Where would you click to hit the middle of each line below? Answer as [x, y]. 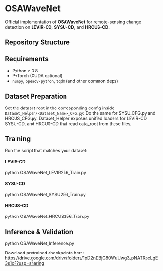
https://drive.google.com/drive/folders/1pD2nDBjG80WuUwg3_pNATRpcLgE [81, 258]
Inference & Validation [39, 232]
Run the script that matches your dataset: [46, 150]
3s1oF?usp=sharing [25, 263]
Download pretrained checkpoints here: [45, 253]
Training [18, 139]
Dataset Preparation [36, 96]
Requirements [27, 59]
